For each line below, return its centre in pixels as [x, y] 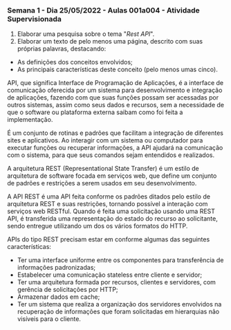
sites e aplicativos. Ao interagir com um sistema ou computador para [105, 140]
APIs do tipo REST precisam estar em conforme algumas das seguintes [109, 239]
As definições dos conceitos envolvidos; [75, 62]
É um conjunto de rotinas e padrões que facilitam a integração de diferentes [115, 133]
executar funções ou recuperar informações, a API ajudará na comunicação [115, 148]
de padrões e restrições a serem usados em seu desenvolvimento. [102, 183]
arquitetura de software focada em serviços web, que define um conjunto [112, 176]
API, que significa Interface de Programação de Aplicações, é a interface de [115, 83]
